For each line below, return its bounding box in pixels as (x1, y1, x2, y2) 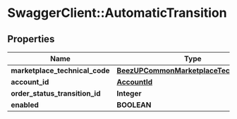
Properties (7, 33, 55, 45)
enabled (11, 100, 39, 110)
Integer (116, 89, 142, 98)
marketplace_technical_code (11, 65, 111, 75)
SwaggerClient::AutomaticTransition (7, 5, 227, 21)
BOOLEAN (116, 100, 152, 110)
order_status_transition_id (11, 89, 101, 98)
